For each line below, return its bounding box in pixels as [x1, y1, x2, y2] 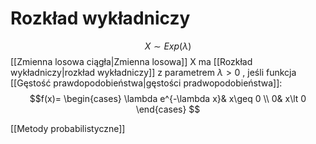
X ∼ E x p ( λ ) [144, 40, 192, 52]
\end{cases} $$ [135, 103, 201, 115]
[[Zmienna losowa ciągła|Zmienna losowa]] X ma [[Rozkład [10, 55, 253, 67]
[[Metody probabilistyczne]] [10, 122, 126, 134]
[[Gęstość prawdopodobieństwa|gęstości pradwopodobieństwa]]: [10, 77, 283, 89]
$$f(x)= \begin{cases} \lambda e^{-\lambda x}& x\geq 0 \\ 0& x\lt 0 [29, 92, 307, 104]
